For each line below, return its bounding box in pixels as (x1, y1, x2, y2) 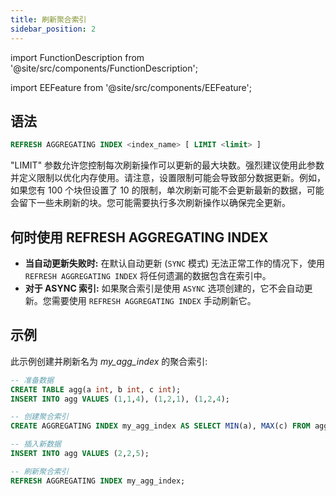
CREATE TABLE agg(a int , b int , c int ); (10, 384, 182, 395)
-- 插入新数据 (10, 439, 62, 450)
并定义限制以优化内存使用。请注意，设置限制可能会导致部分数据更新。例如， (10, 172, 326, 184)
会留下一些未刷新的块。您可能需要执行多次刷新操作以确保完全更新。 (10, 197, 291, 209)
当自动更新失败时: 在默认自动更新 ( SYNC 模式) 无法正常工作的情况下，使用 (24, 257, 326, 269)
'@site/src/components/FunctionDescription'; (10, 62, 198, 74)
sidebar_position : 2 (10, 24, 97, 34)
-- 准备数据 (10, 375, 55, 385)
